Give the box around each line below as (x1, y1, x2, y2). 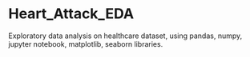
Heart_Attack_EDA (8, 5, 135, 23)
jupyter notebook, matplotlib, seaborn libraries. (8, 39, 163, 48)
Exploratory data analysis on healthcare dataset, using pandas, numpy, (8, 31, 243, 40)
